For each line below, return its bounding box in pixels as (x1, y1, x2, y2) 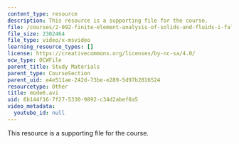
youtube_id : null (14, 109, 65, 116)
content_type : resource (7, 10, 78, 18)
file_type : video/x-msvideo (7, 37, 91, 44)
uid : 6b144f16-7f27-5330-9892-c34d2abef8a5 (7, 96, 139, 104)
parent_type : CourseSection (7, 70, 91, 77)
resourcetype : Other (7, 83, 69, 90)
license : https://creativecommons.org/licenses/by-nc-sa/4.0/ (7, 50, 196, 57)
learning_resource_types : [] (7, 43, 94, 50)
